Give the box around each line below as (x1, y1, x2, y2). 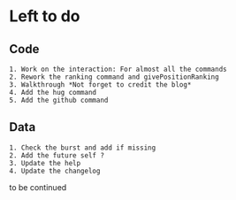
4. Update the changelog (9, 166, 101, 175)
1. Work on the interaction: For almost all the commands (9, 65, 227, 73)
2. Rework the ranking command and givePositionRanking (9, 73, 219, 81)
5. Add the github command (9, 96, 109, 104)
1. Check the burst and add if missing (9, 143, 156, 152)
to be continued (9, 181, 67, 192)
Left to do (9, 6, 81, 27)
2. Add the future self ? (9, 150, 104, 160)
